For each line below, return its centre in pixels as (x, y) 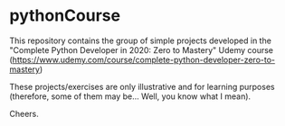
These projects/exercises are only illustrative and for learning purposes (142, 86)
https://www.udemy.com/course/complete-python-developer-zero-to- (144, 59)
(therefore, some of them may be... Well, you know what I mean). (130, 96)
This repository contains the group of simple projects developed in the (140, 40)
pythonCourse (65, 16)
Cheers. (24, 113)
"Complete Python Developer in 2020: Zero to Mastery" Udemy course (142, 49)
